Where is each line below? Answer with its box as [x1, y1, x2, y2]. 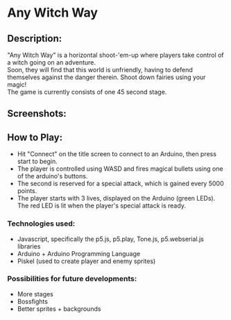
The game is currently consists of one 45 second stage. [7, 88, 167, 96]
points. [17, 187, 37, 195]
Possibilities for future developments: [7, 274, 137, 284]
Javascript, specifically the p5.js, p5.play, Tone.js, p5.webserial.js [17, 235, 205, 243]
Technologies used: [7, 219, 76, 228]
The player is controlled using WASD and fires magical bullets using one [17, 165, 223, 173]
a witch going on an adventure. [7, 58, 96, 67]
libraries [17, 242, 41, 251]
